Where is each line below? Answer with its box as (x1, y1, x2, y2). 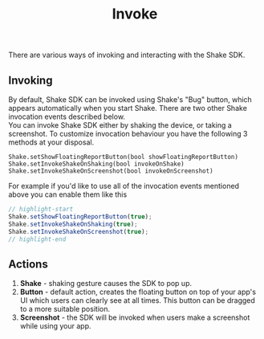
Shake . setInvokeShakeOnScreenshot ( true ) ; (8, 227, 149, 235)
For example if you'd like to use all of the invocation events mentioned (8, 182, 239, 190)
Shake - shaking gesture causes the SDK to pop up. (19, 279, 193, 288)
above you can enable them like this (8, 190, 128, 199)
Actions (8, 257, 48, 271)
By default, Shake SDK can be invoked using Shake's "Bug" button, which (8, 95, 253, 104)
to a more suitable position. (19, 304, 111, 314)
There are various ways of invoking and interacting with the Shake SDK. (8, 50, 246, 60)
